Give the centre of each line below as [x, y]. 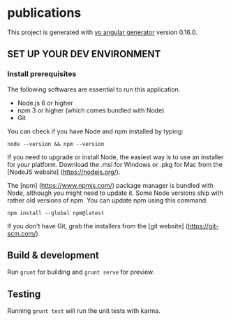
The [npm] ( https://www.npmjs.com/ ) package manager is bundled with [111, 185]
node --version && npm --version [56, 144]
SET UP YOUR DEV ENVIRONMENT [84, 54]
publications [44, 13]
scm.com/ [22, 233]
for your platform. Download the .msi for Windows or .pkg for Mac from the [115, 164]
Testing [24, 294]
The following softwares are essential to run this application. [94, 89]
